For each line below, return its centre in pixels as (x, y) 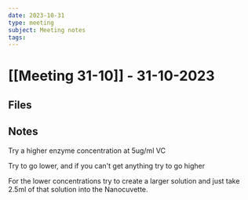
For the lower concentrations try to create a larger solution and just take (124, 180)
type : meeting (31, 23)
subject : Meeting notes (47, 30)
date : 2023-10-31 (36, 15)
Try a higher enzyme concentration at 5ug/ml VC (87, 151)
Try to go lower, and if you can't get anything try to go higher (107, 165)
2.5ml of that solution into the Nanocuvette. (78, 189)
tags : (17, 37)
